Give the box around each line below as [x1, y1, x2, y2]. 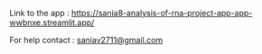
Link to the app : [9, 8, 70, 18]
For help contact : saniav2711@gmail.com [9, 35, 164, 45]
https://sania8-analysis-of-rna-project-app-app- [70, 8, 253, 18]
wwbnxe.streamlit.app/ [9, 17, 95, 28]
